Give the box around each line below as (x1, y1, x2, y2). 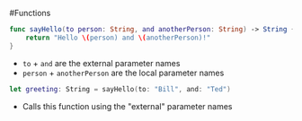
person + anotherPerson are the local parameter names (22, 67, 225, 78)
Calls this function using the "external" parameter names (22, 100, 233, 111)
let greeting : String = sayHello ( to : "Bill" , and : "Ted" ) (9, 84, 231, 93)
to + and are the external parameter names (22, 57, 181, 68)
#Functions (9, 8, 51, 18)
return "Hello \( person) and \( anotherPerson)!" (25, 33, 211, 42)
